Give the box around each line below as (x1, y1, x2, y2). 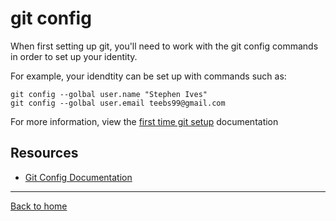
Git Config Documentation (24, 171, 133, 183)
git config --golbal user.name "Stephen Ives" (10, 89, 208, 99)
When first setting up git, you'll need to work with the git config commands (10, 40, 319, 52)
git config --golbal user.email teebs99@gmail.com (10, 98, 226, 108)
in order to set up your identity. (10, 50, 138, 62)
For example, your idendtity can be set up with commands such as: (10, 70, 287, 82)
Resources (10, 145, 79, 162)
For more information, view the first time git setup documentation (10, 115, 279, 127)
